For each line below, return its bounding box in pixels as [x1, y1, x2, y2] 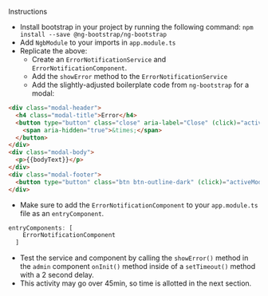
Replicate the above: [19, 46, 88, 55]
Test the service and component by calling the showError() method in [19, 253, 249, 262]
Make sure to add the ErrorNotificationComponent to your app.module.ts [19, 199, 258, 210]
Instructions [8, 7, 48, 16]
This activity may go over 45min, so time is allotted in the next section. [19, 278, 252, 288]
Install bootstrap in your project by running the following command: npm [19, 22, 254, 31]
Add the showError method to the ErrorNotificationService [31, 72, 228, 81]
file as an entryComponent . [19, 208, 104, 218]
